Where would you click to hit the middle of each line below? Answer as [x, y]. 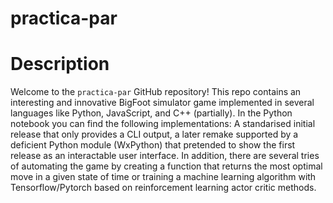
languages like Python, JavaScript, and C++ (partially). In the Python [151, 113]
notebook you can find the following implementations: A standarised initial [163, 124]
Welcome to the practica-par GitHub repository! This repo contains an [156, 92]
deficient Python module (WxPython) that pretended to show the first [153, 145]
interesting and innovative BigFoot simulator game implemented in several [162, 103]
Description [60, 64]
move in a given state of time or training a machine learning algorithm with [163, 177]
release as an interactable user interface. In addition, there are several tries [165, 156]
